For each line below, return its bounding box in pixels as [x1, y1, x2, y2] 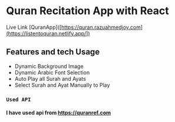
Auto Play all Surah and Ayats [14, 75, 87, 82]
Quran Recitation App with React [6, 4, 169, 18]
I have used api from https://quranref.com [6, 109, 111, 116]
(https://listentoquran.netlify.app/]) [6, 29, 90, 37]
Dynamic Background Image [14, 62, 84, 70]
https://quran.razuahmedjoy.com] [61, 24, 143, 31]
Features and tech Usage [6, 47, 100, 57]
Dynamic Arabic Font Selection [14, 69, 90, 76]
